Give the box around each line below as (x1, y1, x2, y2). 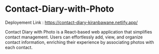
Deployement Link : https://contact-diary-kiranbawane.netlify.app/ (5, 19, 138, 25)
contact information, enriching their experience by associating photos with (5, 39, 154, 45)
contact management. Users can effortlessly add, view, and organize (5, 34, 143, 40)
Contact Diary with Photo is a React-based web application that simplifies (5, 29, 152, 35)
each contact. (5, 44, 33, 50)
